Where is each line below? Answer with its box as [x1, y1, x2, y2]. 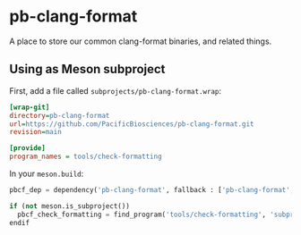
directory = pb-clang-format [9, 111, 110, 120]
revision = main [9, 128, 63, 137]
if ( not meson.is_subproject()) [9, 201, 130, 211]
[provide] [9, 144, 47, 153]
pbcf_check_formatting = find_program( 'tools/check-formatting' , [17, 210, 267, 219]
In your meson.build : [9, 168, 84, 179]
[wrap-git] [9, 103, 50, 112]
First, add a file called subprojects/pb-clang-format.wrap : [9, 85, 222, 96]
